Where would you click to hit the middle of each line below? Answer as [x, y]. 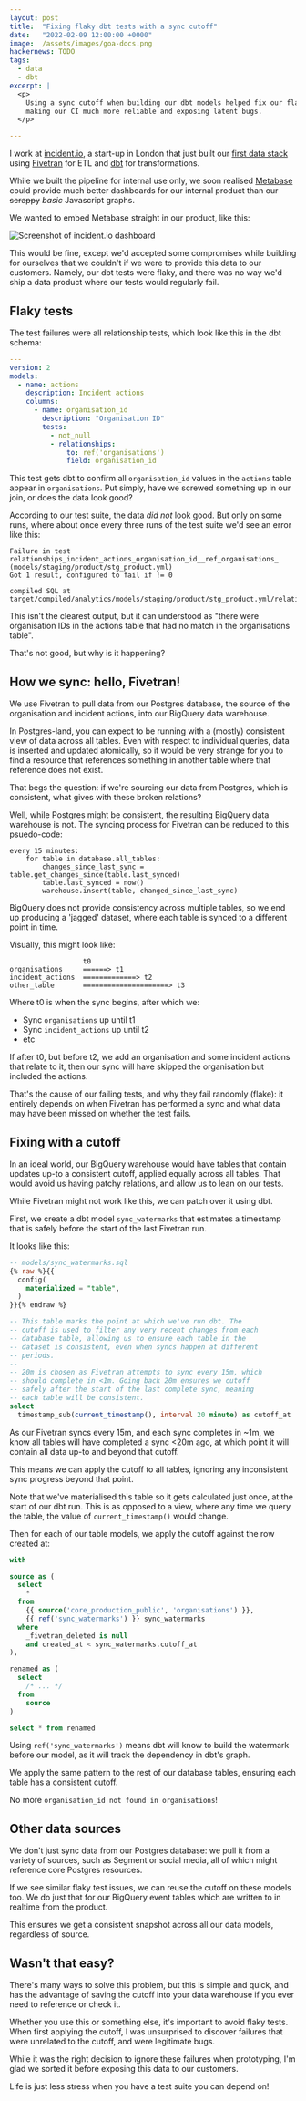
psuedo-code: [36, 834]
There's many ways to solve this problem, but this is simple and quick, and [149, 1985]
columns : [42, 402]
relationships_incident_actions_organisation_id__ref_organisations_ [144, 560]
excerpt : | [30, 86]
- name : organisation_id [81, 410]
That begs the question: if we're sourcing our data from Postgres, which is [149, 788]
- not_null [71, 435]
